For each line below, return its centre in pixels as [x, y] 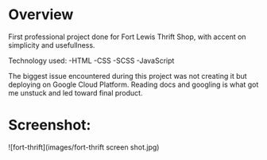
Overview [41, 15]
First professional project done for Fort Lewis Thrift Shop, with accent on [127, 37]
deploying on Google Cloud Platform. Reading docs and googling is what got [133, 84]
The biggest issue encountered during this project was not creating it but [128, 76]
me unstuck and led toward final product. [75, 92]
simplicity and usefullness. [52, 45]
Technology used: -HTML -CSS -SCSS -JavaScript [91, 60]
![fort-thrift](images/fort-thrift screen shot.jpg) [84, 147]
